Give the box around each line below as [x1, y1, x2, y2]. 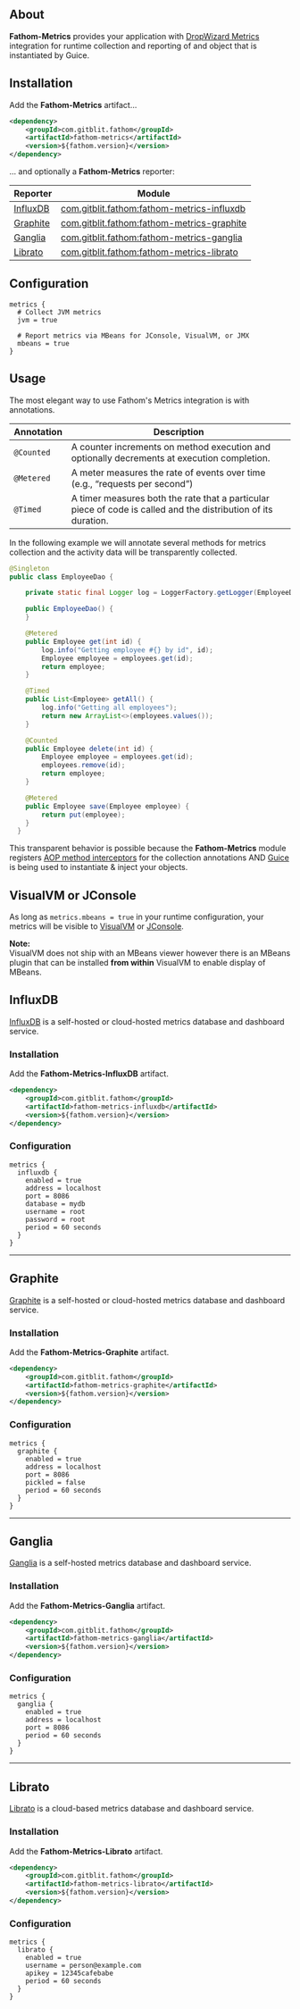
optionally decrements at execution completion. [71, 451, 271, 464]
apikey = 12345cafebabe [25, 1969, 114, 1978]
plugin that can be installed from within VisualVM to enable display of [9, 958, 266, 968]
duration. [71, 514, 109, 526]
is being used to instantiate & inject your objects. [9, 862, 188, 873]
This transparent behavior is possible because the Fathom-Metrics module [9, 843, 287, 854]
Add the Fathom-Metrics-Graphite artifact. [9, 1346, 170, 1357]
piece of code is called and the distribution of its [71, 503, 273, 515]
